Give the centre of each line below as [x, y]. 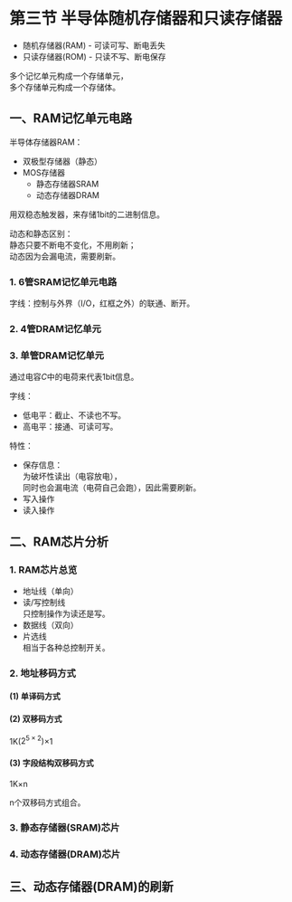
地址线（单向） [50, 591]
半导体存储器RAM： [46, 142]
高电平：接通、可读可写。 [70, 427]
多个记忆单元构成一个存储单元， [69, 76]
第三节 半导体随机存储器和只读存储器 [146, 19]
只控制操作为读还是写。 [66, 613]
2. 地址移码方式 [43, 673]
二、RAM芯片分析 [59, 541]
